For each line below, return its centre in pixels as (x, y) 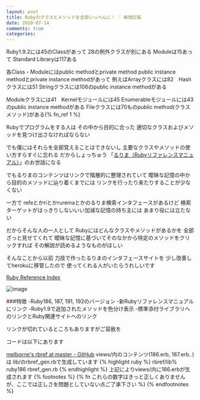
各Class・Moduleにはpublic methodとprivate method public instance (91, 72)
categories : (21, 34)
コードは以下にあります (35, 342)
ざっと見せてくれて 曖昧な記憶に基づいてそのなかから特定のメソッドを (93, 238)
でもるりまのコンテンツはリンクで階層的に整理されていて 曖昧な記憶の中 (96, 175)
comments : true (25, 28)
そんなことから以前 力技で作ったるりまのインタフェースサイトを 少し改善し (99, 258)
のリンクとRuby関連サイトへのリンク (52, 316)
